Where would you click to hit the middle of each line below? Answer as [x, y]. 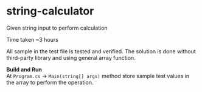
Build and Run [24, 69]
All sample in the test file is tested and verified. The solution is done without [101, 51]
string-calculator [50, 11]
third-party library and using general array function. [71, 57]
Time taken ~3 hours [33, 39]
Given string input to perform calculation [57, 28]
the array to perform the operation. [50, 82]
